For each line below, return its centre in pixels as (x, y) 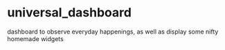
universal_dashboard (69, 13)
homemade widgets (35, 38)
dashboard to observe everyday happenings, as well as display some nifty (113, 32)
